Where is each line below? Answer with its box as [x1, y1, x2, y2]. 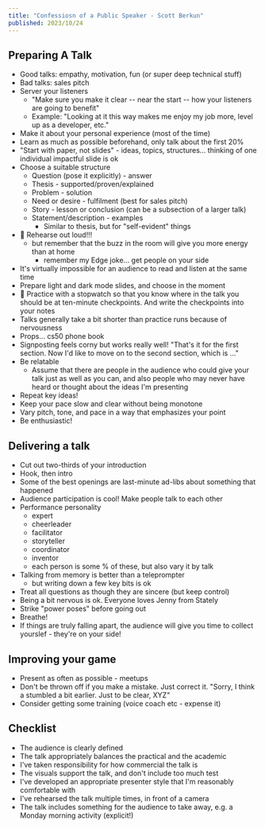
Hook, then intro [19, 468, 73, 478]
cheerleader [31, 519, 72, 529]
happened [19, 486, 54, 496]
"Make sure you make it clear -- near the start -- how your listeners [31, 95, 252, 104]
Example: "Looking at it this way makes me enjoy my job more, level [31, 112, 254, 122]
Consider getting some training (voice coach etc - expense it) [19, 698, 221, 708]
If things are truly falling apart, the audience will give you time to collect [19, 621, 254, 631]
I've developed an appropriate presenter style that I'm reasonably [19, 776, 234, 786]
